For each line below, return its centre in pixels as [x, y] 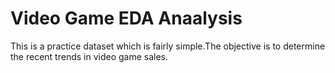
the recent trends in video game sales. [89, 56]
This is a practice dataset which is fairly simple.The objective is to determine [168, 46]
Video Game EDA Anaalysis [126, 18]
